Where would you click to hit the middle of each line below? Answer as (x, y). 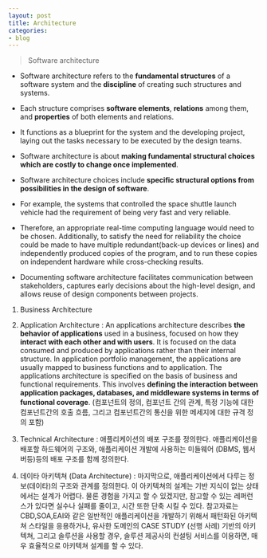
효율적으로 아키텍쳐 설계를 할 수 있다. (86, 546)
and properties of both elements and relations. (97, 117)
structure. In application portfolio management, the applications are (130, 359)
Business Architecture (56, 310)
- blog (19, 38)
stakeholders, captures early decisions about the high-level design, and (137, 286)
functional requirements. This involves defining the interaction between (139, 384)
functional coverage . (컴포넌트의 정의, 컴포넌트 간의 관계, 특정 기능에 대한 (137, 403)
